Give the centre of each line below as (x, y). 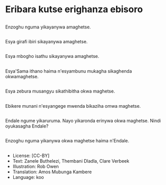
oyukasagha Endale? (27, 126)
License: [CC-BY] (31, 156)
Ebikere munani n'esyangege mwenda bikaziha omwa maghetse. (73, 106)
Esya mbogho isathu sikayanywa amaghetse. (52, 56)
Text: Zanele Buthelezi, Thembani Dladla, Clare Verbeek (71, 161)
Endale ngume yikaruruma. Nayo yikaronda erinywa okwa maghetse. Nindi (83, 120)
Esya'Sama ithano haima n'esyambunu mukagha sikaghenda (69, 71)
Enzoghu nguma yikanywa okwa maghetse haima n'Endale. (67, 141)
